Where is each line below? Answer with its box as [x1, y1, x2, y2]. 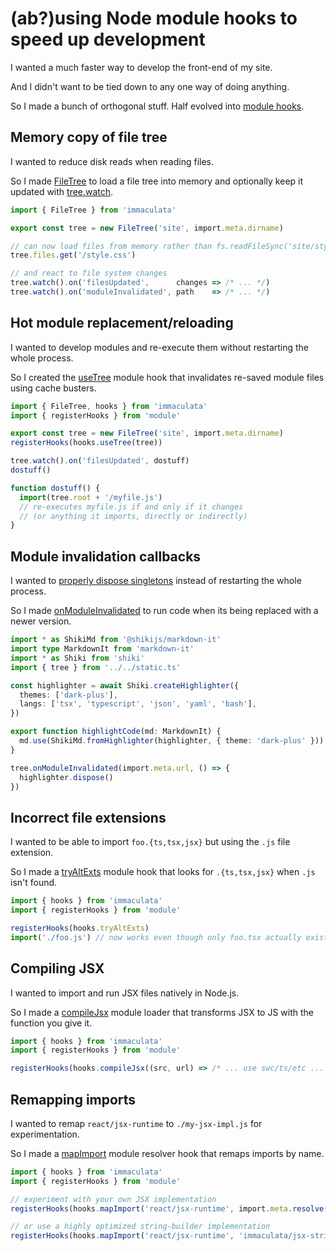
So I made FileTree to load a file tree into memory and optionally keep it [10, 175, 304, 187]
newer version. [10, 615, 72, 627]
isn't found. [10, 877, 58, 889]
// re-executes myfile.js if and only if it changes [19, 502, 244, 512]
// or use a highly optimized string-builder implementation [10, 1222, 271, 1232]
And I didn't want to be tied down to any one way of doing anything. [10, 80, 290, 92]
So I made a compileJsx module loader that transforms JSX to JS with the [10, 1006, 315, 1018]
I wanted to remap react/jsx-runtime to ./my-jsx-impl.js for [10, 1117, 263, 1129]
